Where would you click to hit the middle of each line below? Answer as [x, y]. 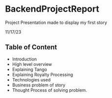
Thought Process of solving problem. [49, 90]
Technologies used [31, 79]
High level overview [32, 64]
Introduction [24, 59]
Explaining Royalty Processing [43, 75]
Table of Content [31, 47]
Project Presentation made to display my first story [56, 22]
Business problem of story [39, 85]
